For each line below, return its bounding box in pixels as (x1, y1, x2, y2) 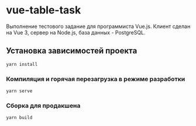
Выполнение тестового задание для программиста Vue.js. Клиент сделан (6, 23, 191, 30)
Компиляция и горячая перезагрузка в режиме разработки (6, 75, 185, 83)
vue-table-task (6, 3, 81, 17)
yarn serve (6, 88, 33, 94)
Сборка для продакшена (6, 101, 81, 110)
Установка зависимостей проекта (6, 46, 137, 56)
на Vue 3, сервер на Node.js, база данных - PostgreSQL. (6, 29, 146, 36)
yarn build (6, 115, 33, 121)
